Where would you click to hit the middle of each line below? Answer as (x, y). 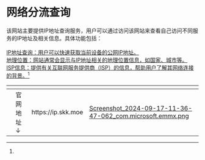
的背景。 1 (18, 75)
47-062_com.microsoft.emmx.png (139, 115)
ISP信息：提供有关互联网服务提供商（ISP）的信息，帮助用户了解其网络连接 (100, 67)
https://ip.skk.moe (57, 112)
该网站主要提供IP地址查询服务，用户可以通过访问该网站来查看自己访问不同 (100, 31)
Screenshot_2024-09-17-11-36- (141, 108)
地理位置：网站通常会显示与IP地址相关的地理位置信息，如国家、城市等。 (97, 60)
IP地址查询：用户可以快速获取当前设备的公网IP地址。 (73, 52)
